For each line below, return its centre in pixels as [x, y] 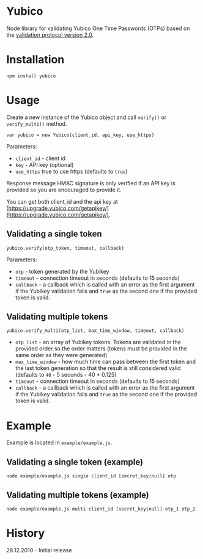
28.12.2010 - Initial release [39, 550]
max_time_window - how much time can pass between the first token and [105, 362]
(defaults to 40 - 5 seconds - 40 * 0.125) [66, 375]
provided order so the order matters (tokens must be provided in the [101, 349]
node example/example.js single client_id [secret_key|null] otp [91, 476]
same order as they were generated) [61, 355]
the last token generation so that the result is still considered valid [98, 368]
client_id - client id [40, 158]
